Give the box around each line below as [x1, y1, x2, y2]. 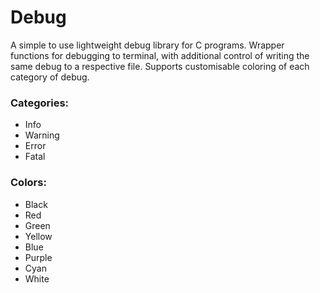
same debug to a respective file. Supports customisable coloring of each [10, 60, 310, 72]
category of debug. [10, 71, 90, 83]
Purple [24, 251, 53, 263]
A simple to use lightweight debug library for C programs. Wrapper [10, 39, 285, 51]
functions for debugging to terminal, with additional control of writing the [10, 49, 310, 61]
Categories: [10, 96, 70, 110]
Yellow [24, 230, 53, 242]
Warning [24, 129, 60, 141]
